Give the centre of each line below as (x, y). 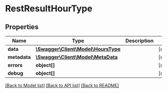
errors (15, 65)
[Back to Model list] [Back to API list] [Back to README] (62, 85)
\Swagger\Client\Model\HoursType (78, 49)
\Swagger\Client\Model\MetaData (77, 57)
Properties (22, 27)
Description (139, 41)
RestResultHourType (49, 9)
